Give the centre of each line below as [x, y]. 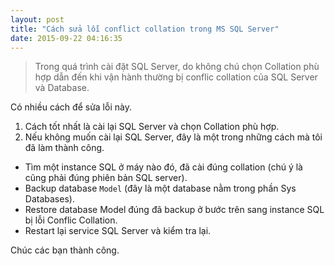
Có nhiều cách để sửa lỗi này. [71, 107]
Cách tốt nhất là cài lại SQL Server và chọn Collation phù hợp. [152, 127]
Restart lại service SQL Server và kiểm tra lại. [118, 231]
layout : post [37, 19]
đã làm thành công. [64, 148]
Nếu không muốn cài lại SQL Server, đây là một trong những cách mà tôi [173, 137]
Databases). [49, 199]
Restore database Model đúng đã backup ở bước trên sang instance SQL [174, 210]
